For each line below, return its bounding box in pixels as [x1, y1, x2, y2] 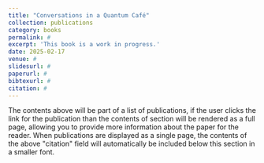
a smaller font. [8, 147, 55, 157]
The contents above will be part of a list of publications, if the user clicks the [8, 106, 256, 115]
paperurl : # [8, 70, 47, 78]
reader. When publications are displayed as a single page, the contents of [8, 131, 247, 140]
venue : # [8, 56, 37, 63]
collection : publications [8, 19, 93, 27]
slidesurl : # [8, 63, 51, 71]
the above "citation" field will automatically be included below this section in [8, 139, 255, 149]
